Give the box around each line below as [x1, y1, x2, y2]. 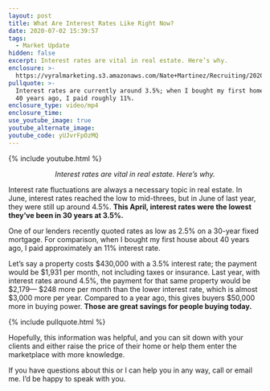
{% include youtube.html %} [8, 154, 102, 163]
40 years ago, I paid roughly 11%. [15, 94, 135, 102]
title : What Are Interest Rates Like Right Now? [8, 19, 174, 27]
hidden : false [8, 49, 56, 57]
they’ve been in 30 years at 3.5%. [8, 210, 124, 220]
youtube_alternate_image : [8, 124, 95, 132]
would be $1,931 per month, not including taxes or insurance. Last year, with [8, 267, 260, 277]
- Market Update [15, 42, 70, 50]
